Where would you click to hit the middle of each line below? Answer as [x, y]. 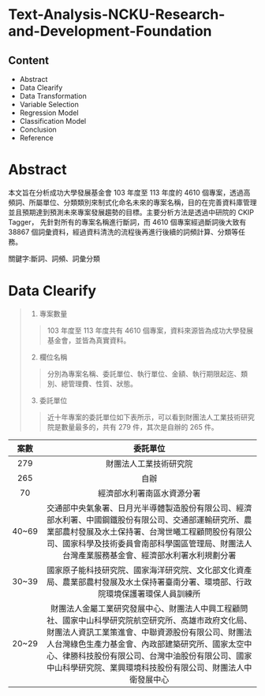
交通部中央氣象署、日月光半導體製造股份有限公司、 [141, 508]
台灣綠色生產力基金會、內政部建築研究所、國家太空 [149, 644]
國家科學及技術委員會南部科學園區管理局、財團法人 [157, 543]
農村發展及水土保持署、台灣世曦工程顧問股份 [145, 531]
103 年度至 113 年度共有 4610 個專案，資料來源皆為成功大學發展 [150, 330]
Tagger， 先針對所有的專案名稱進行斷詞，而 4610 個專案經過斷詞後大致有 [127, 221]
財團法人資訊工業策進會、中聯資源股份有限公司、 [137, 632]
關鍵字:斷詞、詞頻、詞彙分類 [54, 259]
